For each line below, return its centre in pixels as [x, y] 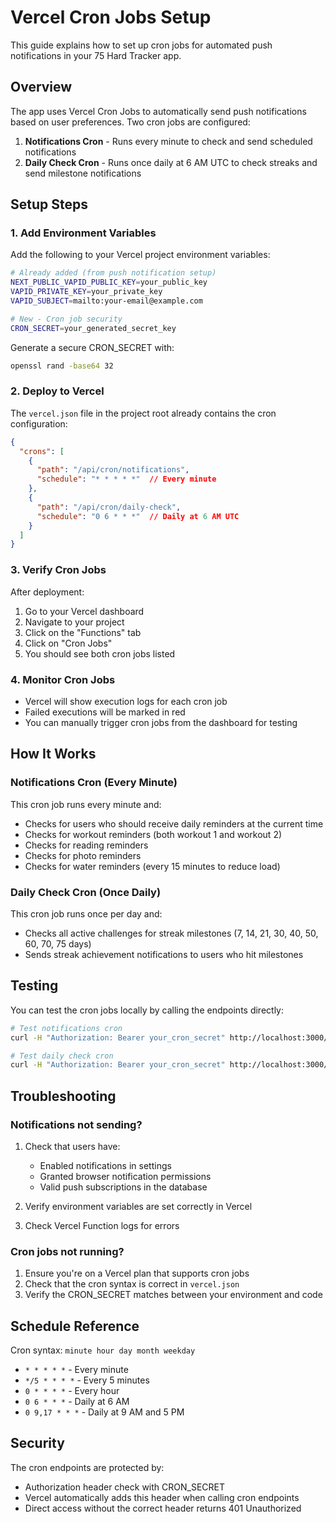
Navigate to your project [74, 622]
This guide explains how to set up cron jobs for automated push [141, 45]
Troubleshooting [63, 1096]
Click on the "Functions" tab [83, 632]
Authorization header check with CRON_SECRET [124, 1487]
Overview [41, 87]
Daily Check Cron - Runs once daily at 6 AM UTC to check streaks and [171, 162]
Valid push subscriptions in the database [123, 1187]
